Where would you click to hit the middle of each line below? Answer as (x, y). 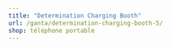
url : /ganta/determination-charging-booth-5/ (85, 23)
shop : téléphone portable (51, 30)
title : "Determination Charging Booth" (75, 16)
